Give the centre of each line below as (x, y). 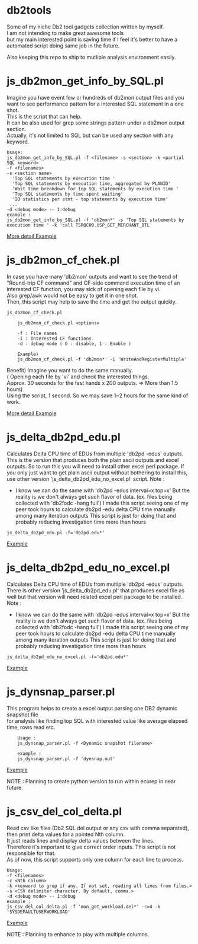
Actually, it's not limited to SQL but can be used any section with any (90, 135)
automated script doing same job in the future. (63, 46)
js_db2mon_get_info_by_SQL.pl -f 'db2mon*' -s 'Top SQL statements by (95, 220)
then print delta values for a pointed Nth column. (66, 834)
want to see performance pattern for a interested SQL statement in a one (95, 104)
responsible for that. (31, 853)
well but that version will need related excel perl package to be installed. (95, 597)
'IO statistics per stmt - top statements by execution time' (90, 199)
